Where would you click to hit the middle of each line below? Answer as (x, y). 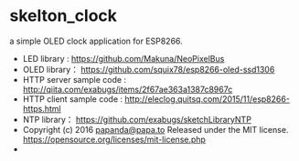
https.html (42, 108)
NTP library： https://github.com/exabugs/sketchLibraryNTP (137, 119)
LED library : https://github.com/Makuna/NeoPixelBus (123, 58)
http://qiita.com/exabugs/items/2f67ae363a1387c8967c (128, 89)
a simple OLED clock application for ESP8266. (96, 41)
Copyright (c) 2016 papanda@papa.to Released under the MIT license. (155, 129)
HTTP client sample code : (73, 99)
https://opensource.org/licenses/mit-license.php (114, 139)
